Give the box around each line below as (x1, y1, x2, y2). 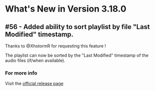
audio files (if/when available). (5, 58, 66, 63)
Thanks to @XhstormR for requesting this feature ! (5, 43, 106, 49)
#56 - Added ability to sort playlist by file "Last (5, 23, 150, 31)
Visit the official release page (5, 81, 64, 87)
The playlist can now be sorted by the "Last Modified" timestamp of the (5, 52, 149, 58)
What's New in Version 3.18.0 (5, 3, 127, 15)
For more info (5, 69, 38, 76)
